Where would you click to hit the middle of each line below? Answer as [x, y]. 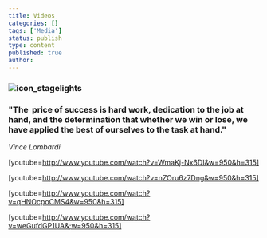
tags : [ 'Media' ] [35, 30]
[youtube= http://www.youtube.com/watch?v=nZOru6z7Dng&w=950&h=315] [133, 178]
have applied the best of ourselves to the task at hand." [118, 129]
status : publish [35, 38]
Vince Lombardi [35, 147]
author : [21, 61]
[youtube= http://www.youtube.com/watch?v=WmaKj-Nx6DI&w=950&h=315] [134, 163]
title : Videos [32, 16]
